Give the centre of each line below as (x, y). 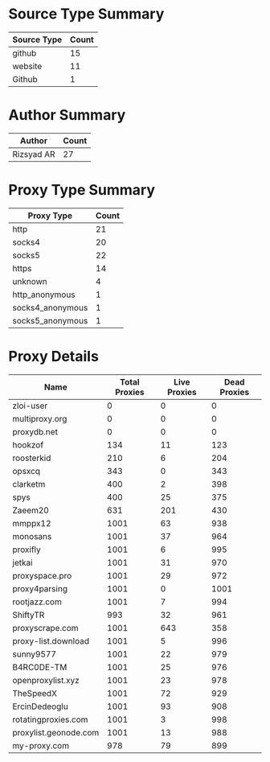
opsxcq (27, 471)
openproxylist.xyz (46, 680)
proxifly (27, 550)
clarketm (29, 484)
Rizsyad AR (34, 154)
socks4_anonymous (50, 307)
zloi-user (30, 406)
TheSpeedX (35, 693)
